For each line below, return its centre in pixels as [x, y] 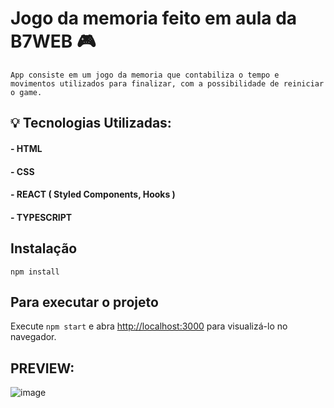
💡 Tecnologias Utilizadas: [91, 123]
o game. [26, 92]
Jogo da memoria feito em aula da [154, 18]
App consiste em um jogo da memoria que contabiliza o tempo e [145, 75]
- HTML [26, 148]
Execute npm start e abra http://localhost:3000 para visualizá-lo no [149, 326]
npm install [35, 272]
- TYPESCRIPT [41, 217]
